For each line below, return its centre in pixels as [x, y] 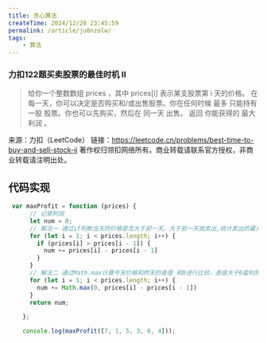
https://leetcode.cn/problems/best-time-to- [183, 140]
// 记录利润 [46, 214]
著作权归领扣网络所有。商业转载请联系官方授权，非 [163, 150]
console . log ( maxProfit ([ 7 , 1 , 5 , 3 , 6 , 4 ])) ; [99, 331]
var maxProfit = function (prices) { [74, 207]
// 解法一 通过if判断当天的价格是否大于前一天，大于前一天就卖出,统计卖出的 [139, 228]
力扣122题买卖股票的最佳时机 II [68, 75]
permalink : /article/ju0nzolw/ [60, 30]
